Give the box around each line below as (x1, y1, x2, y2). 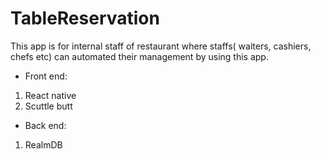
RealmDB (24, 138, 63, 151)
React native (24, 89, 77, 101)
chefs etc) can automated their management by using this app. (10, 50, 269, 62)
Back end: (24, 119, 67, 131)
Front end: (24, 70, 68, 82)
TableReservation (10, 7, 160, 30)
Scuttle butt (24, 100, 73, 112)
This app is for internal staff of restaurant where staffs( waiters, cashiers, (10, 40, 312, 52)
